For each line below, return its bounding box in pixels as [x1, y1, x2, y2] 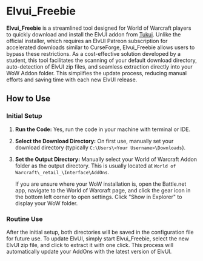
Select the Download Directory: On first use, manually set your [15, 137, 174, 144]
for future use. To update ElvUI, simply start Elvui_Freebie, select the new [6, 235, 190, 242]
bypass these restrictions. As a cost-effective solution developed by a [6, 50, 181, 57]
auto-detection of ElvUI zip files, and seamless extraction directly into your [6, 63, 193, 70]
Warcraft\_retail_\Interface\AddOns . [15, 168, 110, 175]
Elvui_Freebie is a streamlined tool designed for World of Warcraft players [6, 24, 191, 32]
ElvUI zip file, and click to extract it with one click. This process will [6, 241, 174, 248]
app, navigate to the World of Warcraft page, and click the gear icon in [15, 186, 191, 194]
